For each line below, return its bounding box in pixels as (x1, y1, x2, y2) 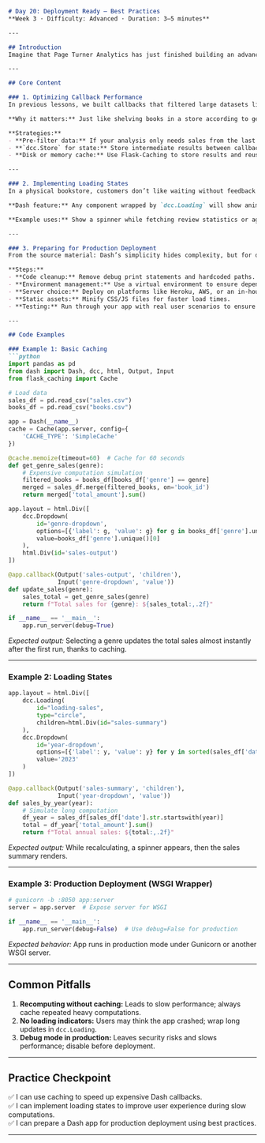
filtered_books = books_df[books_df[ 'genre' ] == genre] (22, 476, 211, 484)
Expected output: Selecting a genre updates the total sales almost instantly (8, 636, 252, 645)
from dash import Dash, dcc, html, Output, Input (8, 367, 175, 375)
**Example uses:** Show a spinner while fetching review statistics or (8, 216, 248, 224)
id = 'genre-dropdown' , (36, 520, 108, 528)
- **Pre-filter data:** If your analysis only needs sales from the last (8, 137, 256, 145)
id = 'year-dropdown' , (36, 741, 104, 749)
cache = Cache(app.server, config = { (8, 425, 129, 434)
